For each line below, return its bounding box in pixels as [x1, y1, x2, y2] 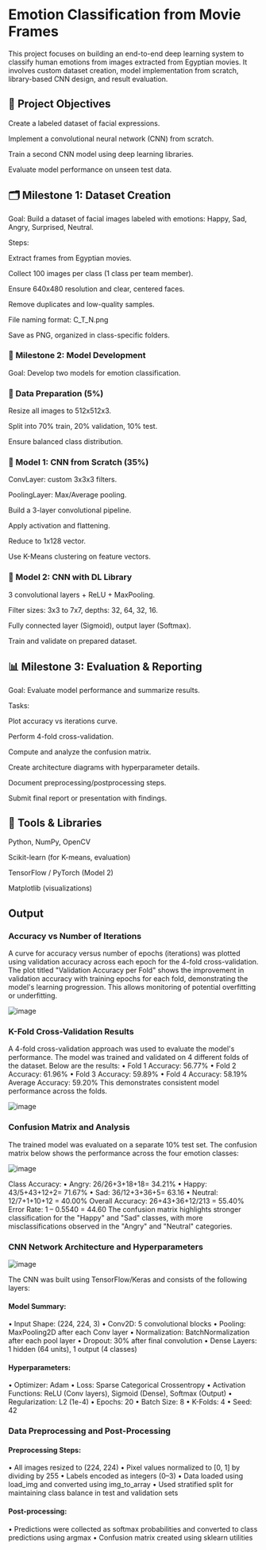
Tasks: [8, 700, 30, 710]
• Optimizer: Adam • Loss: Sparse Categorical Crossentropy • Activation [8, 1381, 246, 1390]
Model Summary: [8, 1301, 67, 1310]
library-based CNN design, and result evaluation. [8, 74, 168, 84]
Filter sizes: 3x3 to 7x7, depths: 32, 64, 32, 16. [8, 605, 159, 614]
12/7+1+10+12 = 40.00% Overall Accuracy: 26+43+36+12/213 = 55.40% [8, 1196, 245, 1205]
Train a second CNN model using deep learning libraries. [8, 149, 195, 158]
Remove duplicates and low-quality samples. [8, 299, 155, 309]
